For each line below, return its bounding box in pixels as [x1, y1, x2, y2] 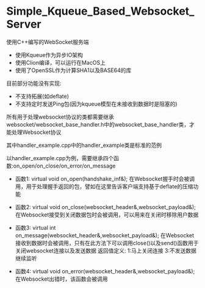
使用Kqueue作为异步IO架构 [15, 51, 84, 59]
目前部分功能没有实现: [6, 79, 62, 87]
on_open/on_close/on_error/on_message [13, 162, 116, 169]
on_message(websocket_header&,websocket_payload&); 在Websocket [15, 231, 194, 239]
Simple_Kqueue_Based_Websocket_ [6, 4, 195, 18]
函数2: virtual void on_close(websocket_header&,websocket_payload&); [15, 203, 196, 210]
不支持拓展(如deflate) [15, 92, 69, 100]
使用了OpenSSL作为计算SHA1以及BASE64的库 [15, 66, 132, 74]
